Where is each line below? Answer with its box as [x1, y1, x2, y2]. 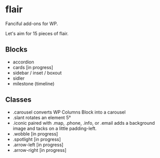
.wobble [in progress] [12, 130, 58, 137]
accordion [12, 59, 34, 65]
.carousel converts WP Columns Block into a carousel [12, 109, 126, 115]
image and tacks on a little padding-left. [12, 125, 97, 131]
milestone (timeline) [12, 80, 55, 86]
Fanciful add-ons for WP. [5, 20, 58, 27]
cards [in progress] [12, 64, 54, 70]
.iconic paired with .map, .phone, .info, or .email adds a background [12, 120, 155, 126]
